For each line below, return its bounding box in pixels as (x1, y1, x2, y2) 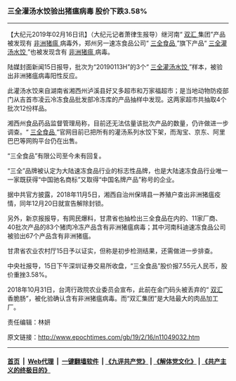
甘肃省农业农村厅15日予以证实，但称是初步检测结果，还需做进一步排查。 (7, 246, 216, 255)
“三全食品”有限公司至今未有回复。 (7, 151, 105, 160)
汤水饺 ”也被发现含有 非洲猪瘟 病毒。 (7, 48, 114, 56)
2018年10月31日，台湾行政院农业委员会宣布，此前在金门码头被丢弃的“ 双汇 (7, 285, 223, 294)
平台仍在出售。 (37, 137, 81, 145)
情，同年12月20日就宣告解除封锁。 (7, 199, 107, 208)
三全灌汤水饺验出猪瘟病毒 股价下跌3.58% (7, 6, 147, 15)
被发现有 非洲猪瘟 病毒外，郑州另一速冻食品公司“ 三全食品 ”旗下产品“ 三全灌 (7, 39, 228, 47)
